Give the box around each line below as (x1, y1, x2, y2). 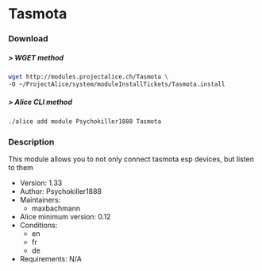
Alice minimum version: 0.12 (19, 211, 111, 221)
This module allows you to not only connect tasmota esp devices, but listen (8, 154, 255, 164)
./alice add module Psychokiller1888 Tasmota (8, 117, 161, 126)
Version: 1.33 (19, 178, 63, 188)
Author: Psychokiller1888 (19, 186, 102, 196)
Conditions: (19, 220, 58, 230)
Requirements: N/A (19, 254, 82, 263)
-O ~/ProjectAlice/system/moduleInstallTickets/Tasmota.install (8, 80, 225, 88)
